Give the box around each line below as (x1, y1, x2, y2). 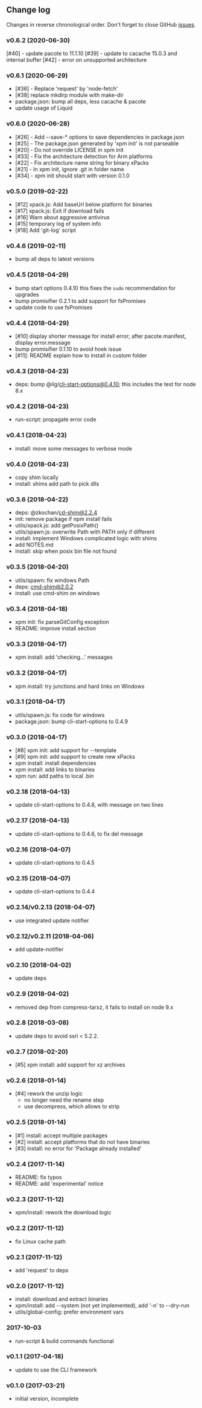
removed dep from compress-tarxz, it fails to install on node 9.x (14, 1003, 174, 1011)
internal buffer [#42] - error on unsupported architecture (6, 56, 147, 64)
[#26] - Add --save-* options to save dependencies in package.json (14, 133, 185, 140)
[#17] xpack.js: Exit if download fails (14, 207, 104, 214)
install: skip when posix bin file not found (14, 547, 117, 555)
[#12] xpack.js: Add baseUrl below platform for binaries (14, 201, 153, 208)
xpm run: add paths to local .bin (14, 772, 94, 780)
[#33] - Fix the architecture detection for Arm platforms (14, 153, 153, 160)
